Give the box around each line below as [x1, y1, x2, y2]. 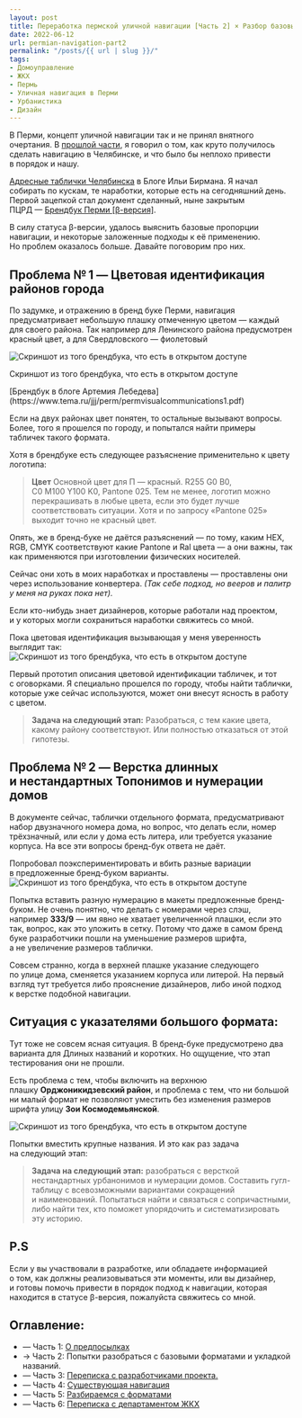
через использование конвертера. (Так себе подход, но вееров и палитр [9, 578, 292, 589]
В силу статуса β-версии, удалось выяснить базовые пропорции [9, 222, 259, 233]
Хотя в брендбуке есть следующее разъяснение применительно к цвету [9, 450, 290, 460]
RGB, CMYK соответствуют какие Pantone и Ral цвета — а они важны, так [9, 541, 293, 553]
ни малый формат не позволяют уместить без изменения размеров [9, 1093, 271, 1104]
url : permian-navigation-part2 [9, 38, 127, 48]
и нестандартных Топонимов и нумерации [9, 774, 263, 789]
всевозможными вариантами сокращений [71, 1184, 235, 1195]
